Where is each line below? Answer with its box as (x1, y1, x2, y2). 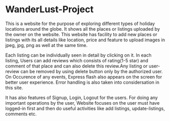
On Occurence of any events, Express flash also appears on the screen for (5, 74, 162, 80)
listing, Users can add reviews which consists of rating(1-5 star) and (5, 57, 149, 63)
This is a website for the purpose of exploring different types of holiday (5, 20, 155, 27)
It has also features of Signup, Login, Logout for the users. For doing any (5, 94, 158, 101)
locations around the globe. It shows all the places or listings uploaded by (5, 26, 160, 32)
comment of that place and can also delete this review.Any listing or (5, 63, 148, 69)
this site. (5, 84, 23, 90)
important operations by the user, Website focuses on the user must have (5, 100, 160, 106)
